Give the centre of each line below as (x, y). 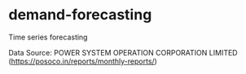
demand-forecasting (80, 15)
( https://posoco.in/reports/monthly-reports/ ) (83, 61)
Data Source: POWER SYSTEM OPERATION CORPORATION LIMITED (123, 52)
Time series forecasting (48, 37)
